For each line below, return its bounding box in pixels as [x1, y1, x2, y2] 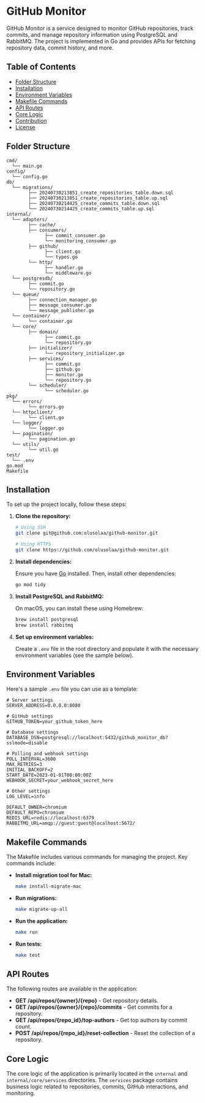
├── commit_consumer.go [45, 232, 105, 239]
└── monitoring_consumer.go [45, 237, 116, 244]
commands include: [6, 860, 56, 867]
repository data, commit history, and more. [6, 44, 114, 51]
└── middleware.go [45, 270, 92, 276]
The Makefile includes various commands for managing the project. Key [6, 853, 188, 861]
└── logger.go [28, 425, 64, 431]
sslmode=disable [6, 740, 48, 746]
